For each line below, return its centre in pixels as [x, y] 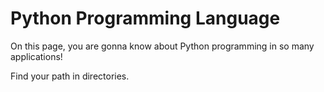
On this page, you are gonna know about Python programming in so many [162, 46]
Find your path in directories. [70, 76]
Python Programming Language [145, 18]
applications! [36, 56]
